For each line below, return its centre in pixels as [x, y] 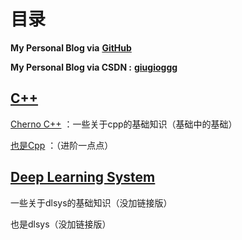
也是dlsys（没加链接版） [61, 224]
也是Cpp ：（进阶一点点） [62, 145]
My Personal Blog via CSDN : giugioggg [94, 67]
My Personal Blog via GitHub [71, 47]
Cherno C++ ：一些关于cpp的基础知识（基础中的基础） [124, 124]
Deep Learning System [83, 177]
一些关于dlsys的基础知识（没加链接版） [91, 202]
